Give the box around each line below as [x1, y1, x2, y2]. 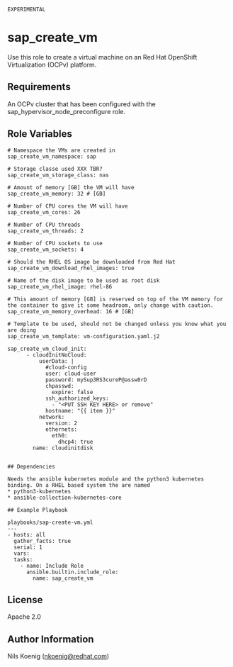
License [7, 593, 43, 605]
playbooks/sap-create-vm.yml [7, 519, 93, 526]
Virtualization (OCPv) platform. [7, 60, 97, 69]
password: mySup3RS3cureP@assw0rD [45, 376, 147, 383]
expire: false [52, 388, 93, 396]
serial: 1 [13, 544, 42, 551]
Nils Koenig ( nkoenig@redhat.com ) [7, 652, 110, 661]
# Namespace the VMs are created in [7, 147, 115, 154]
